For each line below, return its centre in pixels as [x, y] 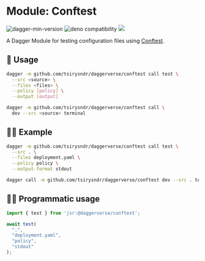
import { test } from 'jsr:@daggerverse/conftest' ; [73, 213]
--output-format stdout [42, 169]
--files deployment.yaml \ [46, 158]
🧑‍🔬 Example [30, 132]
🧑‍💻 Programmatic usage [53, 199]
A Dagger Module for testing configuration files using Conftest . [85, 40]
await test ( [21, 224]
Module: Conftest [52, 11]
